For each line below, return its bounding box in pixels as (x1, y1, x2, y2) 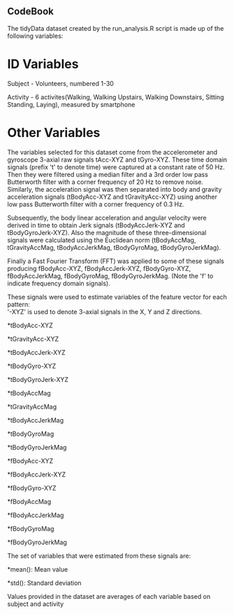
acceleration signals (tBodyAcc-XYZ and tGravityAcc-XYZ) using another (7, 192, 218, 201)
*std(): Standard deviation (7, 579, 82, 587)
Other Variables (7, 125, 101, 141)
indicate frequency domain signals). (7, 279, 110, 288)
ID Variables (7, 56, 79, 72)
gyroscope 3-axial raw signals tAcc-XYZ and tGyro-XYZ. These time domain (7, 155, 228, 164)
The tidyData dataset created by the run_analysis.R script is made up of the (7, 24, 224, 32)
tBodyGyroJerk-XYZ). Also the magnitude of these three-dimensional (7, 228, 207, 236)
